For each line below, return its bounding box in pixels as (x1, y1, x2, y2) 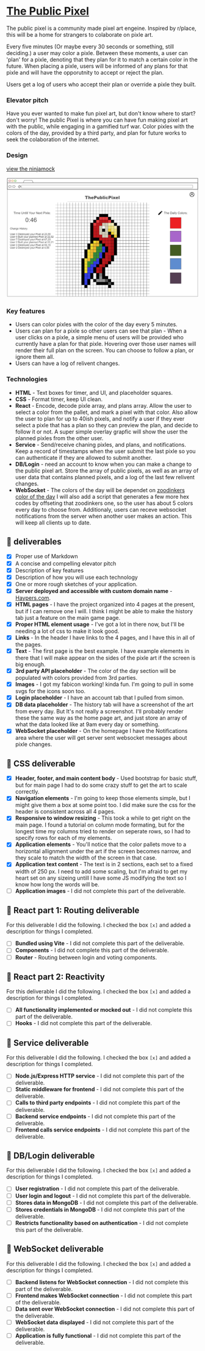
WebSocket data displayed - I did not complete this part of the (15, 1319, 174, 1326)
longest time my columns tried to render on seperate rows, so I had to (15, 828, 191, 835)
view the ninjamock (6, 165, 56, 172)
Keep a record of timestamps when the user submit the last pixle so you (15, 447, 196, 455)
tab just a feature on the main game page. (15, 614, 121, 621)
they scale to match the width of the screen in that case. (15, 854, 157, 861)
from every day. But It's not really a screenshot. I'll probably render (15, 708, 184, 715)
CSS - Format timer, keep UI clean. (15, 396, 103, 403)
